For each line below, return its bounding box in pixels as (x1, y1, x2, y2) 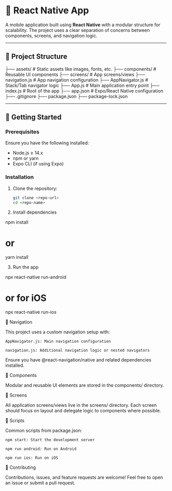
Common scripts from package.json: (5, 427, 82, 433)
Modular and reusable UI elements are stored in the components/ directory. (5, 382, 164, 388)
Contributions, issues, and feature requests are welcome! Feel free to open (5, 475, 163, 481)
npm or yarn (12, 155, 39, 161)
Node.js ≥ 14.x (12, 150, 44, 156)
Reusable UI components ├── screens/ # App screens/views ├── (5, 71, 145, 78)
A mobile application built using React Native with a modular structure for (5, 22, 161, 28)
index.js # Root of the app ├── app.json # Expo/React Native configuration (5, 87, 164, 94)
